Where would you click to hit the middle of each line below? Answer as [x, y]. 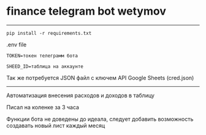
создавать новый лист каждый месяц [56, 125]
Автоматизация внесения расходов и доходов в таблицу [81, 95]
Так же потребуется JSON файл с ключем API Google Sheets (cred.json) [100, 78]
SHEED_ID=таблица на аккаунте [45, 66]
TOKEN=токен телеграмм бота [42, 56]
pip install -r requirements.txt [49, 33]
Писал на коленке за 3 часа [43, 107]
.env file [17, 45]
